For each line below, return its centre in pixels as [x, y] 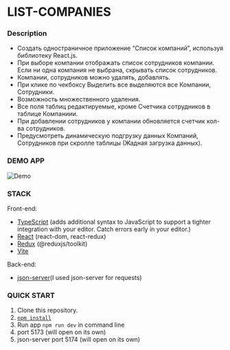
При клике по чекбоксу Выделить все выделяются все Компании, [114, 85]
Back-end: [22, 264]
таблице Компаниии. [47, 114]
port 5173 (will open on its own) [61, 332]
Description [27, 34]
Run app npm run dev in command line [71, 325]
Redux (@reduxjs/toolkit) [52, 244]
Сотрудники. [36, 92]
